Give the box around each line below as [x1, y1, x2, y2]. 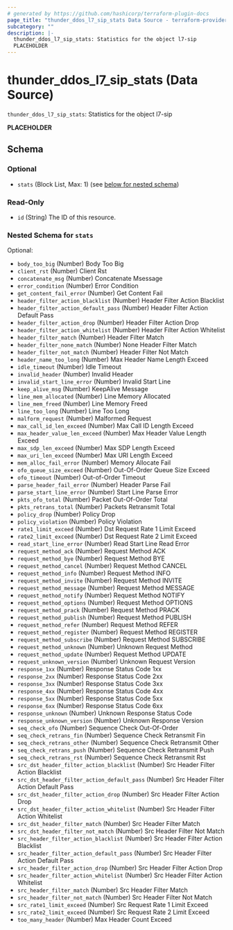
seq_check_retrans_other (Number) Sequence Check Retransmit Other [17, 739, 219, 747]
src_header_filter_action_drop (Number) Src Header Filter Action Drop [17, 864, 223, 872]
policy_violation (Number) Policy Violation [17, 517, 142, 526]
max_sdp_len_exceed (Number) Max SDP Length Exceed [17, 444, 175, 452]
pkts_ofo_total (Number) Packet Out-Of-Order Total [17, 495, 168, 503]
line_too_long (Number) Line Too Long [17, 407, 130, 415]
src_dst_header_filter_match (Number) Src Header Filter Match [17, 820, 201, 828]
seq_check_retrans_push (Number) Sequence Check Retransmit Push [17, 746, 214, 755]
